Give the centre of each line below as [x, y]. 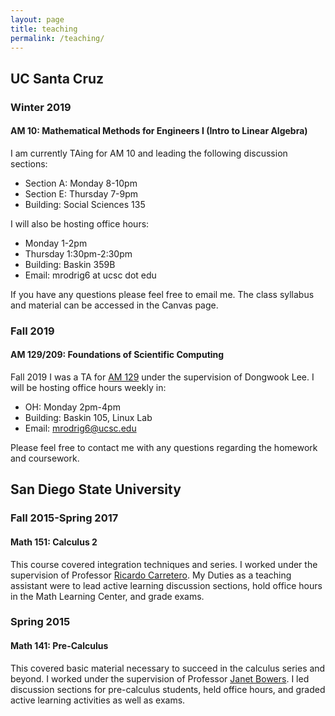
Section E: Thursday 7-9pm [81, 193]
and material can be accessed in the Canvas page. [114, 305]
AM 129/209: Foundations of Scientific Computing [117, 355]
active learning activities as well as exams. [98, 700]
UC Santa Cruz [57, 78]
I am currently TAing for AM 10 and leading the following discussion [149, 153]
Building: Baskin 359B [70, 264]
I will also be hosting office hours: [80, 223]
